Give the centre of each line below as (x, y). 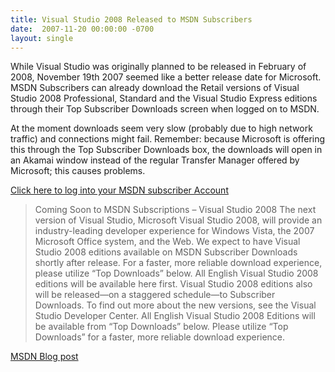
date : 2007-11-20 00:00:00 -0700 (82, 29)
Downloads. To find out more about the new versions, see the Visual (175, 305)
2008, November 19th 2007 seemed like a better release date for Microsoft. (166, 77)
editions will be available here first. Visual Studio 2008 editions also (173, 284)
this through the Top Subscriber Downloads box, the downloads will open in (166, 150)
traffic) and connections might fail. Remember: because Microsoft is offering (168, 139)
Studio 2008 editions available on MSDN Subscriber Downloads (166, 252)
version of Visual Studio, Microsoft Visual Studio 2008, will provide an (178, 220)
